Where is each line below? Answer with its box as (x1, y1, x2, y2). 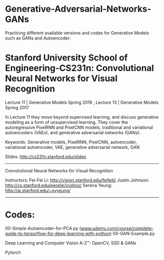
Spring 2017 (5, 104, 29, 110)
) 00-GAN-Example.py (109, 230, 155, 236)
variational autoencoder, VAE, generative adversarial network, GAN (5, 144, 140, 150)
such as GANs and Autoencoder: (5, 35, 71, 41)
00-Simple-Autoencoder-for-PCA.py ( (5, 225, 82, 231)
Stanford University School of (5, 52, 128, 63)
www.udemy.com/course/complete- (81, 225, 154, 231)
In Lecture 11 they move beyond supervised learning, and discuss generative (5, 114, 159, 120)
